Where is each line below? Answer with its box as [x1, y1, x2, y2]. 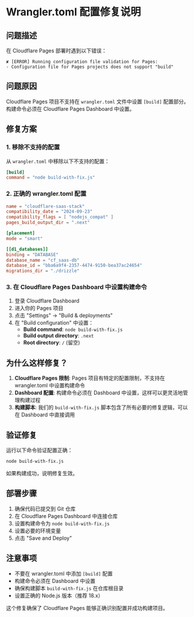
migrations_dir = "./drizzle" [6, 268, 80, 274]
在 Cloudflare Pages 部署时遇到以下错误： [6, 47, 107, 54]
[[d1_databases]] [6, 246, 49, 252]
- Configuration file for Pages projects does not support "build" [6, 64, 174, 70]
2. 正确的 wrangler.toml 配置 [6, 190, 86, 198]
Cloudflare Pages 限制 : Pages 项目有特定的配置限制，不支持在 [14, 374, 165, 381]
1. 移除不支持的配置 [6, 143, 60, 151]
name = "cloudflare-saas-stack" [6, 203, 85, 209]
